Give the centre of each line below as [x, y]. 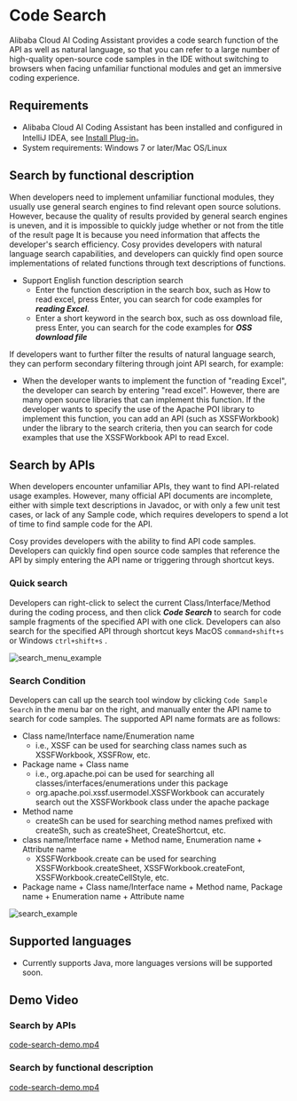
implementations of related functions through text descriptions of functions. [148, 263]
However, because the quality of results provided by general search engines [148, 216]
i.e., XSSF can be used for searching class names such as [141, 745]
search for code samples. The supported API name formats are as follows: [145, 718]
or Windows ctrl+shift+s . [59, 640]
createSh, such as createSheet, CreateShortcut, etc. [130, 830]
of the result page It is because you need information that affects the [135, 234]
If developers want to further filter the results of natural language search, [143, 354]
